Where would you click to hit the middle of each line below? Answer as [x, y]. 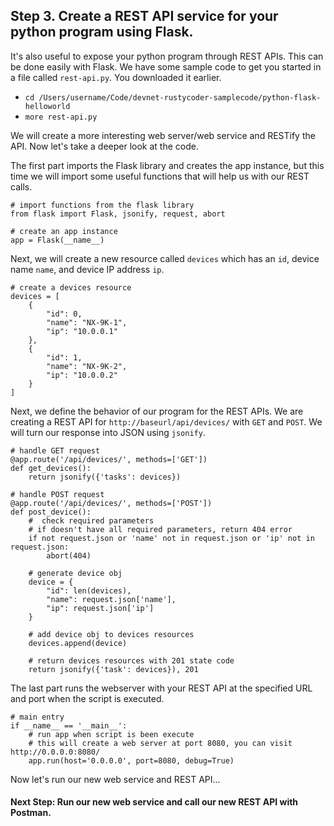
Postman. [31, 813]
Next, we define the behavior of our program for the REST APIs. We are [157, 411]
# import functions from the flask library [102, 205]
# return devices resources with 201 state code [131, 660]
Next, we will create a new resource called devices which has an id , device [165, 258]
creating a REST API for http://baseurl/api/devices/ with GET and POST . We [166, 421]
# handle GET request [55, 450]
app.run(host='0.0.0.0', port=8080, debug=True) [131, 760]
